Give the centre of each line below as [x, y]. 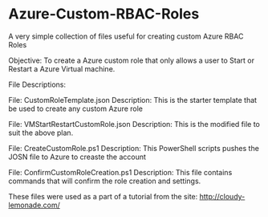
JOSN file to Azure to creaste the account [77, 157]
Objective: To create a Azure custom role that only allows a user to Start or [132, 60]
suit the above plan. [41, 133]
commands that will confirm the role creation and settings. [105, 181]
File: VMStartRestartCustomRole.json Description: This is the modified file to [134, 124]
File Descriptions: [37, 84]
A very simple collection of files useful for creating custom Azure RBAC [126, 36]
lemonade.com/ [34, 205]
